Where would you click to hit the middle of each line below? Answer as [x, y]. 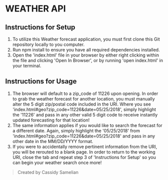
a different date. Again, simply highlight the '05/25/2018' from [76, 130]
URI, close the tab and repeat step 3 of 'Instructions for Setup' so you [84, 157]
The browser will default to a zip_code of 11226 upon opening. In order [85, 93]
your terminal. [27, 66]
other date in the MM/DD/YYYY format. [53, 141]
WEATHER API [36, 9]
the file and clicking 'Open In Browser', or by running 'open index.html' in [88, 60]
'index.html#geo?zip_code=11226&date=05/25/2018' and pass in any [84, 136]
